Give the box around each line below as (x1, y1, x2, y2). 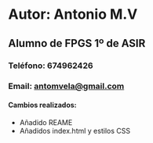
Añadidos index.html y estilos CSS (19, 126, 131, 135)
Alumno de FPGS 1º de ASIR (8, 37, 146, 50)
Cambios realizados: (8, 100, 77, 110)
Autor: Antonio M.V (8, 5, 138, 23)
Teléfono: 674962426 (8, 60, 93, 71)
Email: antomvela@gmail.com (8, 80, 125, 91)
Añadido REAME (19, 117, 73, 127)
